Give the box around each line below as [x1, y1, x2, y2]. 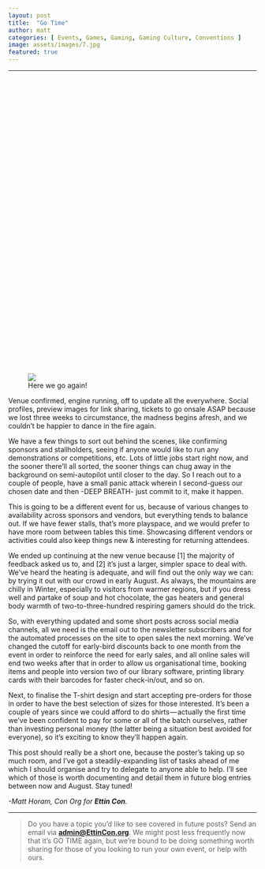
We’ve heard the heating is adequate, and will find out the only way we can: [8, 567, 254, 577]
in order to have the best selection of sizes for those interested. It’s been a [8, 699, 250, 709]
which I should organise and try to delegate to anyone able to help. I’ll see [8, 765, 248, 774]
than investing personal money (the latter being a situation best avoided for [8, 724, 252, 734]
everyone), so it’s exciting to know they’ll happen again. [8, 732, 188, 742]
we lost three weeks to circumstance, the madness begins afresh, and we [8, 413, 248, 422]
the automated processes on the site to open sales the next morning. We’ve [8, 633, 254, 643]
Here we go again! [28, 380, 88, 391]
